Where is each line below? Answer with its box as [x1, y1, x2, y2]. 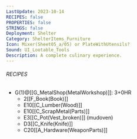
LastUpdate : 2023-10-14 [6, 8, 65, 15]
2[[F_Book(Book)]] [23, 95, 69, 102]
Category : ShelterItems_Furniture [6, 36, 91, 42]
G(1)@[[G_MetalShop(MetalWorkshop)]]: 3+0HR [14, 89, 132, 96]
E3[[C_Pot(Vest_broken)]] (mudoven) [23, 114, 113, 121]
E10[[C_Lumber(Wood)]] [23, 101, 82, 108]
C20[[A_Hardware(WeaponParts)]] [23, 126, 108, 133]
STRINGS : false [6, 25, 44, 31]
